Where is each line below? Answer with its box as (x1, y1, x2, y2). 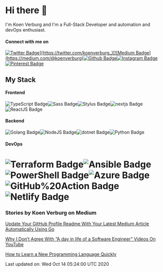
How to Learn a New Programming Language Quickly (5, 251, 117, 257)
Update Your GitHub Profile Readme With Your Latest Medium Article (5, 221, 149, 227)
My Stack (5, 75, 36, 84)
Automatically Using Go (5, 226, 55, 232)
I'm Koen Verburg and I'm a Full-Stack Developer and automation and (5, 21, 151, 27)
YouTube (5, 241, 24, 248)
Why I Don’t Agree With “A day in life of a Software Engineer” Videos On (5, 236, 156, 242)
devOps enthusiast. (5, 26, 46, 33)
